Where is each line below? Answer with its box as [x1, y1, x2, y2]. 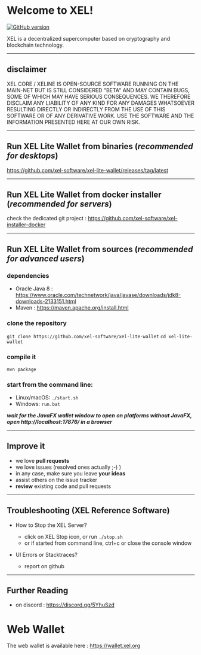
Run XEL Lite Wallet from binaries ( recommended [7, 141, 193, 151]
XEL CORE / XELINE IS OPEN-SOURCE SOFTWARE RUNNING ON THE [7, 80, 179, 87]
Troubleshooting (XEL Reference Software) [7, 505, 170, 515]
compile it [7, 353, 36, 361]
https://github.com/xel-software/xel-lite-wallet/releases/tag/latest [7, 166, 169, 174]
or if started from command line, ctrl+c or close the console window [24, 539, 192, 547]
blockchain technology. [7, 41, 64, 48]
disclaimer [7, 64, 47, 75]
